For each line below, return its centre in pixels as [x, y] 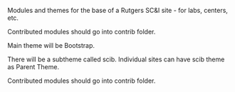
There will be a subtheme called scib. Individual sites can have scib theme [116, 59]
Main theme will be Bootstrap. [51, 45]
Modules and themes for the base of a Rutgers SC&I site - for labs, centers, [117, 10]
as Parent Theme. [33, 67]
